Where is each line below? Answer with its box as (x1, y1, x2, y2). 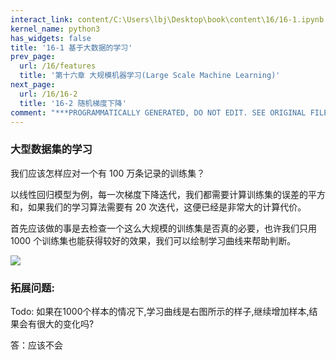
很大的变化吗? (36, 317, 95, 330)
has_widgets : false (10, 33, 92, 43)
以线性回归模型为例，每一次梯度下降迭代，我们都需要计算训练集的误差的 (10, 188, 308, 200)
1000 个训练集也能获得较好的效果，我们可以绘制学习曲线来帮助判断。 (10, 234, 297, 246)
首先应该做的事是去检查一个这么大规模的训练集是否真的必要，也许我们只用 (10, 222, 317, 234)
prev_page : (10, 52, 56, 62)
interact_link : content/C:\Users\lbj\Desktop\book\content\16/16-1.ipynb (10, 14, 325, 25)
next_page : (10, 80, 56, 90)
